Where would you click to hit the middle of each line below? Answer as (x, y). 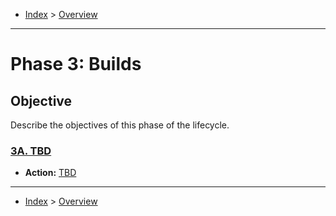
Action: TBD (50, 173)
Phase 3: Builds (76, 64)
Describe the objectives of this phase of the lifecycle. (120, 125)
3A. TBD (31, 151)
